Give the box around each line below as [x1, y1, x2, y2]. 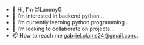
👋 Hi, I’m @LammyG [12, 6, 62, 13]
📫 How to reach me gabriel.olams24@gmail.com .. [12, 32, 139, 39]
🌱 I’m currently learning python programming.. [12, 19, 128, 26]
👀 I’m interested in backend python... [12, 12, 105, 19]
